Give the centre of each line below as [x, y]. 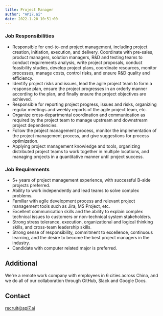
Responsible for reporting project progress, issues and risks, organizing [84, 104]
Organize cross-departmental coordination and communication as [79, 115]
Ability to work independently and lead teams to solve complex [76, 190]
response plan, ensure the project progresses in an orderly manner [80, 89]
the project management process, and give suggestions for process [81, 135]
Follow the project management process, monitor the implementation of [84, 130]
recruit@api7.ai [20, 308]
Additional [21, 264]
